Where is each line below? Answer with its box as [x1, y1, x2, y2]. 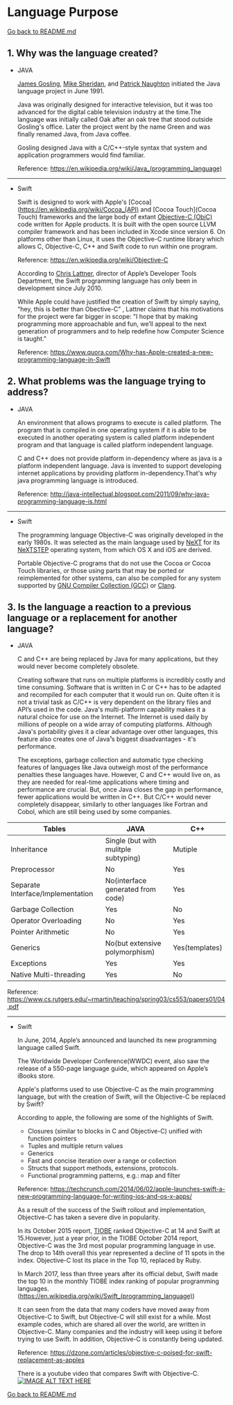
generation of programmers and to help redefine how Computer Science [17, 327, 225, 335]
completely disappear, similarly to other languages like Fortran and [17, 800, 208, 808]
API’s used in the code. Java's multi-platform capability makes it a [17, 705, 206, 714]
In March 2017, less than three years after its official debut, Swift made [17, 1270, 218, 1278]
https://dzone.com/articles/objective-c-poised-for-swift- [50, 1349, 213, 1357]
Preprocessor [10, 865, 55, 874]
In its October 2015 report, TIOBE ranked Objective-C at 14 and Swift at [17, 1227, 221, 1235]
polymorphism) [105, 948, 155, 957]
